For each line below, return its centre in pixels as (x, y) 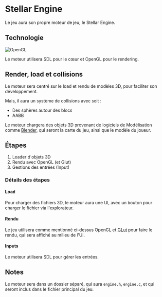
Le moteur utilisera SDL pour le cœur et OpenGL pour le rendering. (72, 59)
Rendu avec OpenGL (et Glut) (42, 162)
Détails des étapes (27, 180)
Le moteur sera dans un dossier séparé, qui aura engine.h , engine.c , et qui (80, 284)
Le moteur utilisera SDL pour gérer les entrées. (52, 257)
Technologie (24, 38)
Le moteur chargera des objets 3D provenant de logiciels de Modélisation (79, 125)
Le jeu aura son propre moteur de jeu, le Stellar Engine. (60, 22)
